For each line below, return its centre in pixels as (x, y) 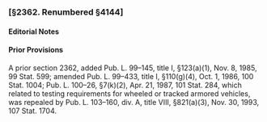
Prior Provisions (36, 50)
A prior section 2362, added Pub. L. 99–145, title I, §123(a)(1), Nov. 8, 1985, (133, 68)
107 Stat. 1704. (32, 111)
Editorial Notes (34, 32)
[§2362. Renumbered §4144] (66, 12)
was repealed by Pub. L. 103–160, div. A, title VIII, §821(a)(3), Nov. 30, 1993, (134, 102)
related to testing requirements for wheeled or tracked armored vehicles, (129, 93)
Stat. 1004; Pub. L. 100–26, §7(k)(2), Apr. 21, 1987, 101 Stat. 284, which (125, 85)
